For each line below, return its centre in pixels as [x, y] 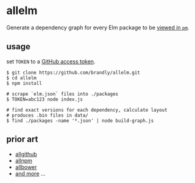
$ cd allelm [21, 78]
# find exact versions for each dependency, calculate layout [87, 110]
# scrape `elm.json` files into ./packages [62, 94]
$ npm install [24, 83]
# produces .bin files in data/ [47, 115]
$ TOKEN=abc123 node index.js [45, 99]
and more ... [30, 173]
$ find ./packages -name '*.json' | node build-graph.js [80, 120]
